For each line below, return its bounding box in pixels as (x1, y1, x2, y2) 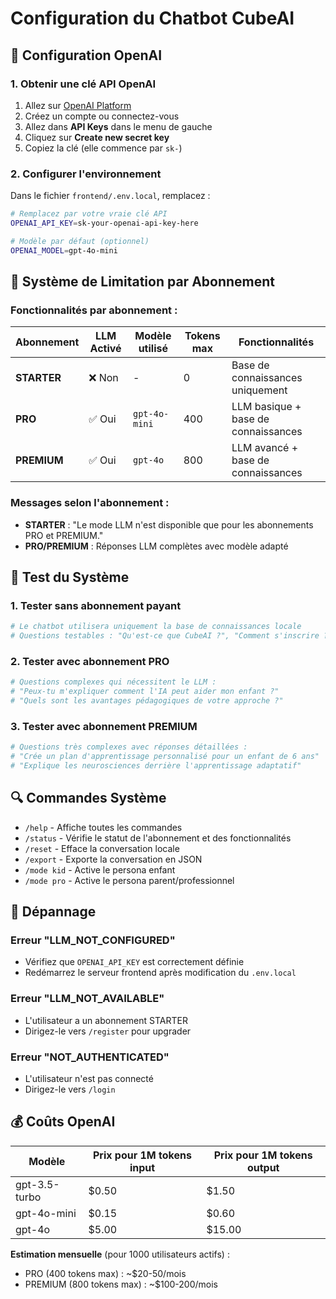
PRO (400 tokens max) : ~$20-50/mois (24, 1267, 187, 1279)
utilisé (138, 342, 168, 356)
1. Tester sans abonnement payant (10, 598, 182, 612)
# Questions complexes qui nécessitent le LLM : (10, 677, 217, 687)
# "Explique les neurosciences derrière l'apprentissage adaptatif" (10, 761, 302, 771)
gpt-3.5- (15, 1177, 60, 1191)
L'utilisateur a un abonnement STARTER (24, 1014, 188, 1026)
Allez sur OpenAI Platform (24, 99, 132, 111)
